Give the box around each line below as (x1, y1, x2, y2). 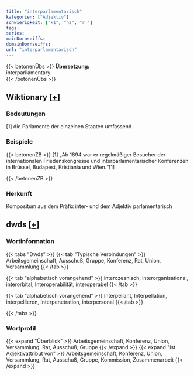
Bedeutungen (6, 110, 46, 118)
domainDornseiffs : (6, 42, 51, 47)
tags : (6, 25, 19, 31)
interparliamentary (6, 69, 51, 76)
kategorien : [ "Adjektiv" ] (6, 14, 69, 20)
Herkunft (6, 189, 32, 197)
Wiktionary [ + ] (6, 92, 60, 103)
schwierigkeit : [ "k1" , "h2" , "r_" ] (6, 19, 93, 25)
